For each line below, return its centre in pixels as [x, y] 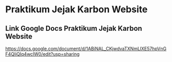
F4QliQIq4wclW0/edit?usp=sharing [42, 54]
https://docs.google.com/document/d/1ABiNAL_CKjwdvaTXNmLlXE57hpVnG [86, 49]
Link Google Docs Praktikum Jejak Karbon [74, 28]
